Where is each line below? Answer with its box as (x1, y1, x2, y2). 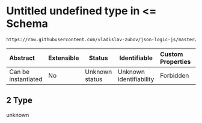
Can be (9, 67, 30, 76)
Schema (6, 17, 48, 30)
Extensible (47, 54, 79, 62)
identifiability (117, 75, 155, 83)
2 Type (6, 96, 33, 106)
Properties (160, 57, 191, 66)
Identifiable (119, 54, 153, 62)
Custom (160, 50, 183, 58)
